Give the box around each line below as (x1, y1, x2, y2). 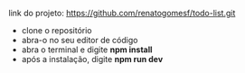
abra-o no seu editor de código (21, 35, 138, 45)
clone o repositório (21, 25, 92, 35)
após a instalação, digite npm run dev (21, 54, 164, 64)
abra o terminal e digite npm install (21, 44, 153, 55)
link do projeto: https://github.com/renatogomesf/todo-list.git (8, 8, 236, 18)
